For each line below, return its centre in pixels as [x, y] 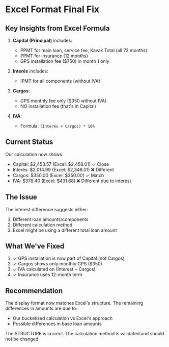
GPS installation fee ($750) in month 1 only [65, 61]
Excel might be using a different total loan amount [65, 230]
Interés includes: [30, 71]
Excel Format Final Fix [52, 9]
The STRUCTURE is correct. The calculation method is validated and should [85, 334]
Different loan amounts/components [50, 219]
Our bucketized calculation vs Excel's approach [63, 318]
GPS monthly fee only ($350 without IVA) [63, 101]
